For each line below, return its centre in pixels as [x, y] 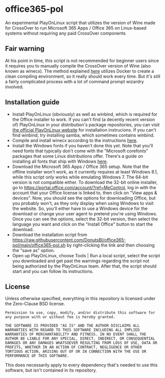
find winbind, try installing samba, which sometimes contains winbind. [83, 135]
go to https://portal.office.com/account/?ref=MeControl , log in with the [84, 187]
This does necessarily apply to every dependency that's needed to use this [81, 365]
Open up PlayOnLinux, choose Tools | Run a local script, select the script [86, 255]
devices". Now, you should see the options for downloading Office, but [84, 198]
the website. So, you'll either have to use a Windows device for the [80, 208]
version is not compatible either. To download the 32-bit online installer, [85, 182]
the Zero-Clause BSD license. [35, 304]
